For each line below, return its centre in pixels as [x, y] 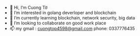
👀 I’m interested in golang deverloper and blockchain [63, 13]
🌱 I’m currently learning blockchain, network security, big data [72, 18]
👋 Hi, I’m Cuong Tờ [28, 8]
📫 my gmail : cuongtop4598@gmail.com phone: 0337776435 [72, 28]
